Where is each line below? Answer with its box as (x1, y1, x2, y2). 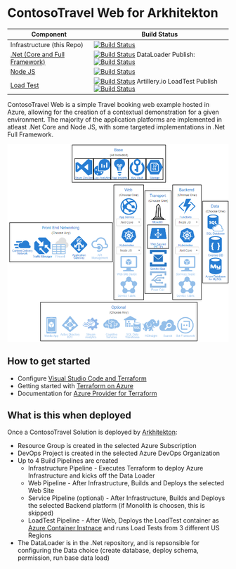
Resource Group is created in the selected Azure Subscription (17, 442, 197, 450)
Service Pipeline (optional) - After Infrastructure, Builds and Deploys (27, 494, 225, 502)
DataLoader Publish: (136, 50, 195, 58)
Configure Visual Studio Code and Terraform (17, 374, 147, 383)
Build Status (141, 30, 178, 39)
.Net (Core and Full (10, 50, 65, 58)
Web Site (27, 487, 55, 495)
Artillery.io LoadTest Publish (136, 77, 218, 86)
